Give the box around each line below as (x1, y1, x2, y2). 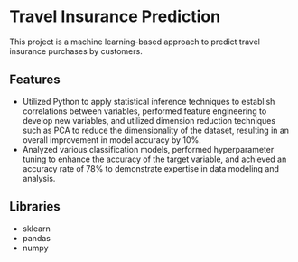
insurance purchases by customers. (9, 45, 143, 56)
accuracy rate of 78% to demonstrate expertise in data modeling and (22, 163, 280, 173)
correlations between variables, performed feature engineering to (22, 106, 267, 117)
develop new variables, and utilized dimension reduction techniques (22, 115, 276, 126)
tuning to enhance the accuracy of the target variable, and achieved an (22, 154, 287, 164)
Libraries (9, 199, 61, 214)
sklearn (22, 223, 51, 234)
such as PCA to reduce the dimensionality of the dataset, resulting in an (22, 125, 290, 136)
